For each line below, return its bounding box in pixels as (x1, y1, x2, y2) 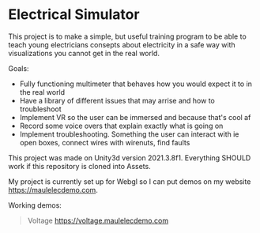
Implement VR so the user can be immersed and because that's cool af (19, 112, 251, 122)
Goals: (8, 63, 29, 73)
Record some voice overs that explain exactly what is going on (19, 121, 224, 130)
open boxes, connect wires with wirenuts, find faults (19, 137, 190, 147)
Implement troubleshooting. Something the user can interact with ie (19, 129, 239, 139)
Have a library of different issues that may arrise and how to (19, 96, 215, 105)
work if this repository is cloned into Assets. (8, 161, 152, 171)
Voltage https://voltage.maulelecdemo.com (27, 216, 168, 225)
